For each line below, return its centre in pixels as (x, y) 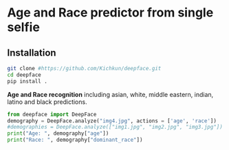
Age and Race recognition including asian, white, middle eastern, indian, (110, 94)
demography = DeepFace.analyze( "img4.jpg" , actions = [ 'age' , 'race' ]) (112, 121)
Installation (32, 53)
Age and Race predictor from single (110, 13)
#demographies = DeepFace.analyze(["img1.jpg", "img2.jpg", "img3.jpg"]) (115, 127)
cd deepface (24, 75)
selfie (23, 27)
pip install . (28, 81)
